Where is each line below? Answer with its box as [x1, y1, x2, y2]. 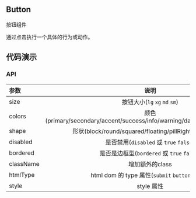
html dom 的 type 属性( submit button [90, 171, 191, 179]
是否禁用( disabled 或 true [105, 138, 176, 146]
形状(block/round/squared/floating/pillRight [72, 127, 191, 135]
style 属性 [136, 182, 164, 190]
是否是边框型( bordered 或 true [99, 149, 182, 157]
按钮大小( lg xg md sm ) [121, 98, 179, 106]
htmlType [9, 170, 35, 179]
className [9, 159, 40, 168]
